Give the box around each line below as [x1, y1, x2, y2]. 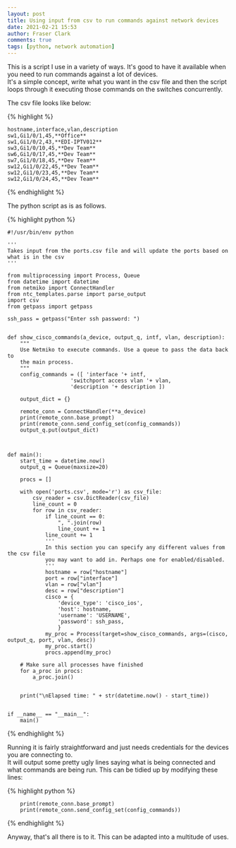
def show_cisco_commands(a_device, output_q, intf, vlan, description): [7, 334, 225, 341]
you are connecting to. [7, 751, 73, 759]
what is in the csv [7, 253, 65, 261]
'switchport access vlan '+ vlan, [70, 377, 172, 384]
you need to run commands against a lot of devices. [7, 70, 159, 78]
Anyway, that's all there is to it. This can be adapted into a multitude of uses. [7, 832, 229, 841]
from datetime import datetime [7, 278, 99, 285]
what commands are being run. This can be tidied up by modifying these [7, 765, 218, 774]
